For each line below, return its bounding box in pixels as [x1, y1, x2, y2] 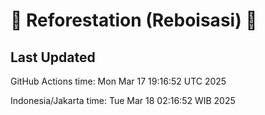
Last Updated [10, 49, 96, 66]
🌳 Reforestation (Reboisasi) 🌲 [10, 9, 258, 32]
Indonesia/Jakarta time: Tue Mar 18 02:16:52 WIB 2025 [10, 95, 236, 106]
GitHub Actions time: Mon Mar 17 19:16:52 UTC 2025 [10, 75, 227, 87]
